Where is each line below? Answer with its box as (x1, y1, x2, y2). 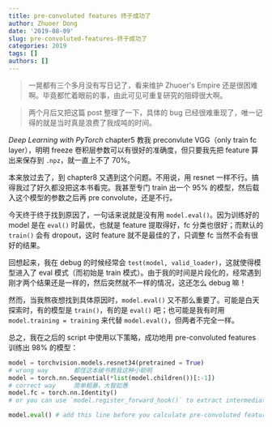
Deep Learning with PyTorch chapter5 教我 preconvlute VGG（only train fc (8, 135, 257, 144)
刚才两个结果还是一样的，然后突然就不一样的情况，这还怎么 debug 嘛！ (8, 277, 247, 288)
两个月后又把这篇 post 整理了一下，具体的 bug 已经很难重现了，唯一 (28, 107, 256, 117)
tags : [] (8, 49, 38, 58)
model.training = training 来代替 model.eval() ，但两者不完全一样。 (8, 315, 239, 325)
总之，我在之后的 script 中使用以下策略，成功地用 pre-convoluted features (8, 332, 257, 342)
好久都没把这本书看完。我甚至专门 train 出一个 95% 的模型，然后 (36, 182, 253, 192)
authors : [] (8, 58, 49, 66)
